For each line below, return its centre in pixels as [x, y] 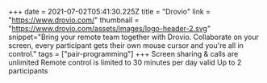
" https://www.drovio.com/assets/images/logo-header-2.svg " [110, 28]
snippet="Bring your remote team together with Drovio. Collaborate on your [134, 37]
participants [28, 71]
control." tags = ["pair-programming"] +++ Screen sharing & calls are [123, 54]
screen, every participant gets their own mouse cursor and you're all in [126, 45]
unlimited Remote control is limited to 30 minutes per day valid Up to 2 [125, 62]
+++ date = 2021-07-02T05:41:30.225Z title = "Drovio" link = [110, 12]
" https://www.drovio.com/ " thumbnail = [74, 20]
